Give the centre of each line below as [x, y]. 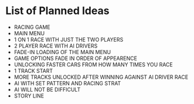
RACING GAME [32, 27]
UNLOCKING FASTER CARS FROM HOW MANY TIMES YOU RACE [93, 64]
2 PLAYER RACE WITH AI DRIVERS [56, 46]
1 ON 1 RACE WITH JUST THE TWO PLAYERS [69, 39]
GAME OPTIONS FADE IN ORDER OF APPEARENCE [75, 58]
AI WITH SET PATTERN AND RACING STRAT [67, 83]
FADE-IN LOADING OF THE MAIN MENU [62, 52]
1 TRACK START [33, 71]
